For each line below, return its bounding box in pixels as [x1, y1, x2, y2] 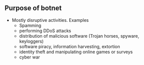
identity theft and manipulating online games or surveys [19, 49, 133, 55]
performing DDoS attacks [19, 27, 71, 34]
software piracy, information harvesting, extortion [19, 43, 120, 49]
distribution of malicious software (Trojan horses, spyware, [19, 33, 140, 39]
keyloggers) [19, 38, 44, 44]
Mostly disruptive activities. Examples [11, 17, 89, 23]
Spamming [19, 22, 42, 28]
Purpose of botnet [4, 4, 62, 12]
